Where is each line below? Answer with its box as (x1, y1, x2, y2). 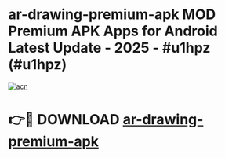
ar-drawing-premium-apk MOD (8, 6, 216, 24)
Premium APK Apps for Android (8, 22, 218, 40)
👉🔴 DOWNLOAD (8, 111, 120, 129)
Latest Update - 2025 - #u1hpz (8, 39, 211, 57)
